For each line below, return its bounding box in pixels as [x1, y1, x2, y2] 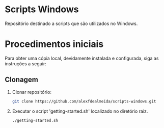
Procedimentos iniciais [5, 38, 104, 50]
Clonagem [5, 75, 39, 84]
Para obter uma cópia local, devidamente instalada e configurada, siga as [5, 55, 159, 61]
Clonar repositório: [12, 89, 52, 95]
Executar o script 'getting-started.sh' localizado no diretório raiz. [12, 108, 148, 114]
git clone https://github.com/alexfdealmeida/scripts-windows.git [12, 98, 156, 104]
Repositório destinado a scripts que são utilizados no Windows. [5, 20, 138, 27]
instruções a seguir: [5, 60, 46, 67]
